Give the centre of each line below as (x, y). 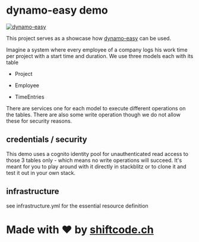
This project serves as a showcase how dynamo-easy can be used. (89, 38)
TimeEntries (29, 97)
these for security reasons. (39, 121)
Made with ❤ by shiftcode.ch (80, 230)
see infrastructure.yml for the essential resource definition (77, 206)
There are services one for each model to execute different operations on (96, 108)
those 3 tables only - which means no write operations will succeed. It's (94, 160)
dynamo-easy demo (57, 10)
